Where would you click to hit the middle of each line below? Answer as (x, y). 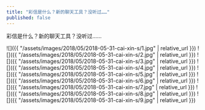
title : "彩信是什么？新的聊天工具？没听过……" (58, 12)
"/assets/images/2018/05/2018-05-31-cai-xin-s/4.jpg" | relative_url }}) (107, 67)
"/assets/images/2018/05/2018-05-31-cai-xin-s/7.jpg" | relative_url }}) (106, 87)
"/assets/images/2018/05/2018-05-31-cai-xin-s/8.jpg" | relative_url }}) (107, 94)
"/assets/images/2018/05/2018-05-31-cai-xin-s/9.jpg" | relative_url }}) (107, 100)
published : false (29, 18)
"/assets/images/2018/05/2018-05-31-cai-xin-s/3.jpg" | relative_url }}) (107, 61)
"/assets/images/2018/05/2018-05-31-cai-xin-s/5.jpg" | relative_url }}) (107, 74)
